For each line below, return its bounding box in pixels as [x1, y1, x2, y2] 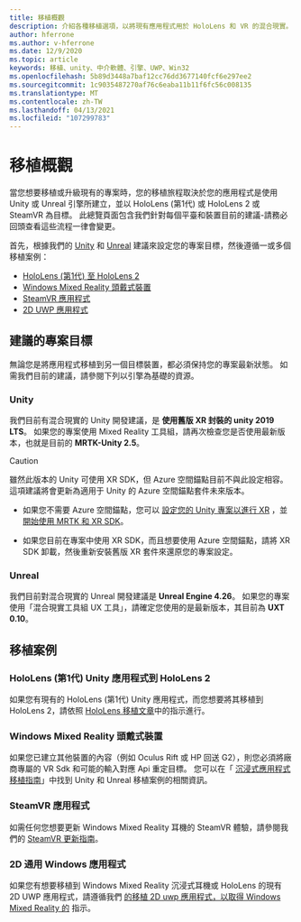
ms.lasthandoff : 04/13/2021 [9, 106, 115, 115]
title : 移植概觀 [9, 13, 65, 23]
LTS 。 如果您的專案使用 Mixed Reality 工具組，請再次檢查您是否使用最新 [9, 426, 278, 438]
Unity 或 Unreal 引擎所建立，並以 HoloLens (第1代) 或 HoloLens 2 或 [9, 198, 260, 209]
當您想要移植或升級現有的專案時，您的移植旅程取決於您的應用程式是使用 [9, 187, 278, 198]
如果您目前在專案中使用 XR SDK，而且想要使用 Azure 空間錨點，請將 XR [22, 535, 290, 546]
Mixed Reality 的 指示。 [9, 903, 96, 914]
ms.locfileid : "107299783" [9, 114, 111, 123]
